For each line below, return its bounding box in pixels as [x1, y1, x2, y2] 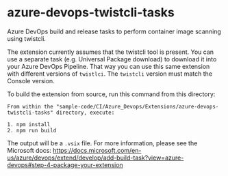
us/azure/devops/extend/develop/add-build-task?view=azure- [7, 153, 184, 162]
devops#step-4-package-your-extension [7, 160, 123, 168]
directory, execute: [55, 109, 115, 116]
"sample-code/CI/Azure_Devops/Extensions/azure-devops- [55, 103, 219, 110]
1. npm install [7, 121, 51, 128]
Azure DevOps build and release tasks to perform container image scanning [7, 27, 221, 35]
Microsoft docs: [7, 146, 51, 154]
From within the [7, 103, 53, 110]
